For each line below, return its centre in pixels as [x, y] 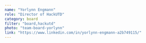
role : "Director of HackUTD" [35, 14]
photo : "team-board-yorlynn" [35, 28]
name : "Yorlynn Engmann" [30, 10]
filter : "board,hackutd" [30, 23]
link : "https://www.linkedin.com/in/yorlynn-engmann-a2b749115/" [73, 33]
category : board [21, 19]
